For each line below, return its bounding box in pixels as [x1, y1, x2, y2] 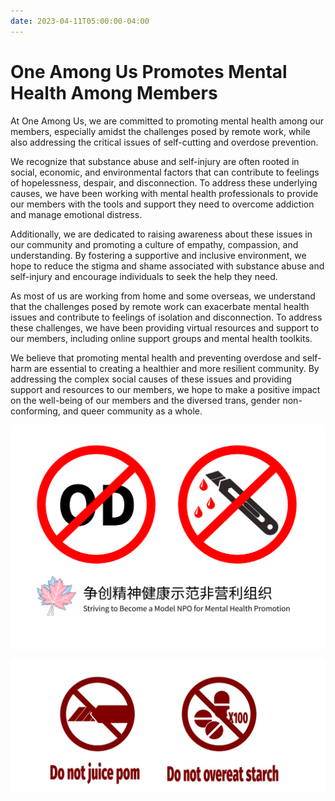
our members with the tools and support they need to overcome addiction [10, 198, 315, 210]
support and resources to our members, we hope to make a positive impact [10, 383, 321, 395]
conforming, [10, 405, 61, 417]
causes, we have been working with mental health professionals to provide [10, 187, 319, 199]
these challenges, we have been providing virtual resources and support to [10, 321, 320, 334]
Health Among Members [10, 81, 218, 104]
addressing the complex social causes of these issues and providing [10, 373, 293, 385]
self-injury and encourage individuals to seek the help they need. [10, 270, 278, 282]
